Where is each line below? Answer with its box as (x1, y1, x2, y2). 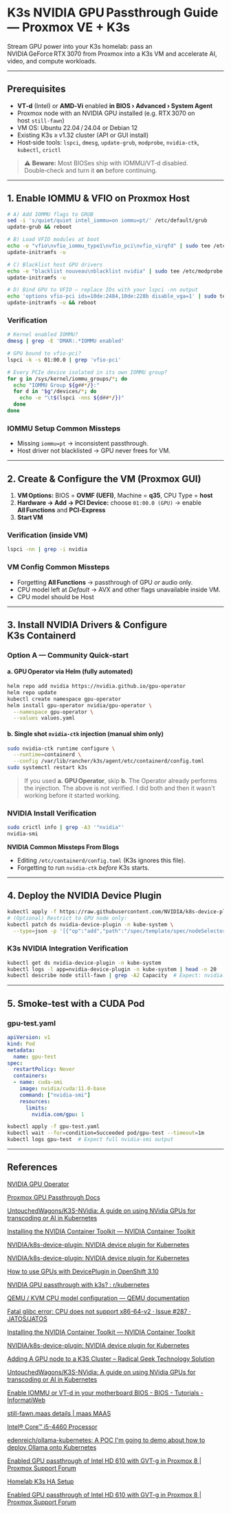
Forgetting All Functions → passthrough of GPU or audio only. (16, 578, 193, 586)
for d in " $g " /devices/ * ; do (13, 388, 97, 395)
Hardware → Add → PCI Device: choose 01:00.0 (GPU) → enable (16, 499, 201, 507)
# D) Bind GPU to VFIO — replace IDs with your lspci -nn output (7, 286, 198, 293)
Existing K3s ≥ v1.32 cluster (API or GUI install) (16, 131, 149, 139)
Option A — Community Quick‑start (7, 650, 129, 660)
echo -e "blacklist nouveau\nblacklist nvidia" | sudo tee (7, 267, 180, 275)
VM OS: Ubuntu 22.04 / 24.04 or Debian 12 (16, 123, 138, 132)
